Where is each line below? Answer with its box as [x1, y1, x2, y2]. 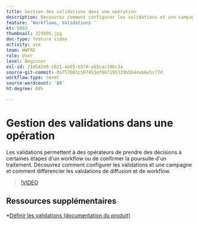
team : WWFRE [6, 47, 36, 53]
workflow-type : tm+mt [6, 75, 60, 81]
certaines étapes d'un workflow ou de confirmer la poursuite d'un [6, 155, 167, 162]
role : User [6, 53, 33, 59]
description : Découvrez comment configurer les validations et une [6, 14, 176, 20]
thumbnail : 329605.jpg [6, 31, 62, 37]
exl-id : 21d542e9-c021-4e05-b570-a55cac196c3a [6, 63, 123, 70]
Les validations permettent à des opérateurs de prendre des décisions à [6, 149, 182, 156]
